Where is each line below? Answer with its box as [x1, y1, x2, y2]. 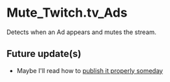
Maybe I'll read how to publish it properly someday [16, 66, 164, 74]
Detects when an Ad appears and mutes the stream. [6, 28, 157, 36]
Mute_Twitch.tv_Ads [6, 5, 127, 21]
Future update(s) [6, 48, 82, 60]
